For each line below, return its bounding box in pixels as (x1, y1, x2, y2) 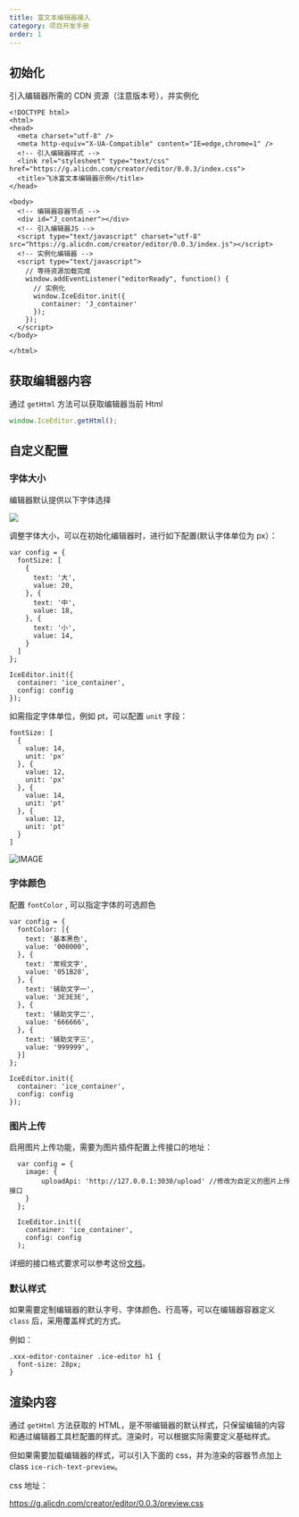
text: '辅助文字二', (25, 1010, 96, 1018)
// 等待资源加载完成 (25, 267, 91, 276)
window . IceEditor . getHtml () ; (9, 416, 118, 425)
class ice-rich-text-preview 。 (9, 1462, 123, 1472)
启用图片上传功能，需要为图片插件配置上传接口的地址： (9, 1142, 212, 1152)
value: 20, (32, 581, 74, 590)
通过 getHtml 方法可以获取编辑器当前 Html (9, 398, 163, 409)
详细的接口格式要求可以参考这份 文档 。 (9, 1258, 150, 1269)
